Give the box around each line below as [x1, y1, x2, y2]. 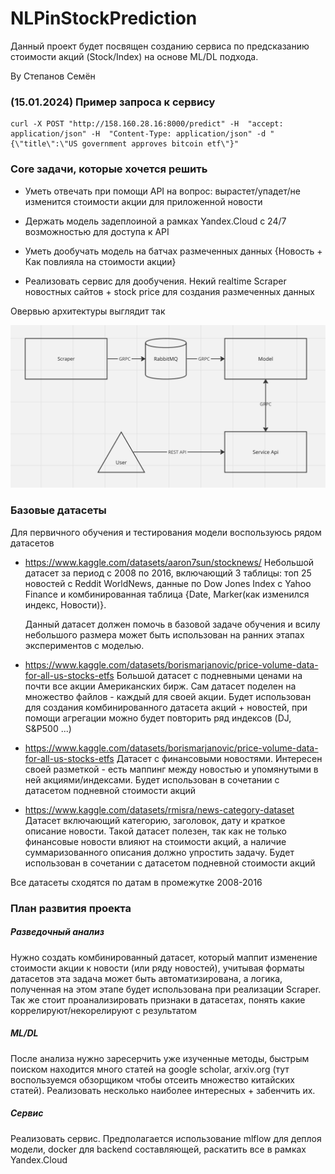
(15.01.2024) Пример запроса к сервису [10, 95, 216, 109]
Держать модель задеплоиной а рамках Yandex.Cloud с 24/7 [24, 215, 287, 227]
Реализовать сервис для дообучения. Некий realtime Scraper [24, 275, 287, 287]
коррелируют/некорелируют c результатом [10, 1004, 197, 1016]
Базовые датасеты [10, 503, 107, 517]
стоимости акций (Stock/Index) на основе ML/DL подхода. [10, 50, 259, 62]
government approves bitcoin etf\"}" [81, 139, 240, 149]
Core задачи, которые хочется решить [10, 162, 208, 176]
